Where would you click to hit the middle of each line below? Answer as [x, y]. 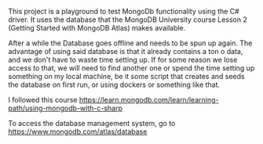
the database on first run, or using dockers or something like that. [114, 85]
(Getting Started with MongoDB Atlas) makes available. [97, 28]
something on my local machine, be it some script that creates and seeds [126, 76]
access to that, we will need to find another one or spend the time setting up [131, 68]
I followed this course [43, 100]
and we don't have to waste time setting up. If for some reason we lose [123, 59]
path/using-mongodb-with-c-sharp [66, 108]
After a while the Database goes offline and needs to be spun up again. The [130, 43]
